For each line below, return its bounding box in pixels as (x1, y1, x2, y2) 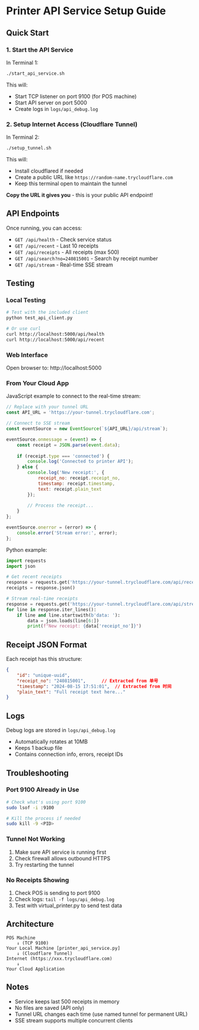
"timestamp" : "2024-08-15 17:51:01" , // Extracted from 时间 (17, 684, 172, 689)
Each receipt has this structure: (6, 656, 82, 663)
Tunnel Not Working (6, 835, 65, 843)
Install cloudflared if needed (14, 167, 84, 174)
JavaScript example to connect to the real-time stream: (6, 393, 141, 400)
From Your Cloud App (6, 379, 69, 387)
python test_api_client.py (6, 315, 73, 321)
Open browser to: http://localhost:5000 (6, 364, 102, 371)
